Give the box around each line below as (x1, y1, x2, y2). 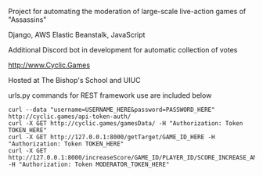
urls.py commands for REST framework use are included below (8, 91, 212, 100)
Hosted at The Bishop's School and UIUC (8, 76, 141, 84)
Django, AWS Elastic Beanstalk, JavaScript (8, 31, 146, 39)
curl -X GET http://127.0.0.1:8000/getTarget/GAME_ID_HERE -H (8, 133, 215, 141)
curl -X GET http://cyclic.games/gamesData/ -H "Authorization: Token (8, 120, 243, 128)
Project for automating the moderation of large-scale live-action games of (8, 7, 247, 16)
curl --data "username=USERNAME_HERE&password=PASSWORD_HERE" (8, 106, 215, 113)
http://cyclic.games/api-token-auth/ (8, 113, 131, 120)
